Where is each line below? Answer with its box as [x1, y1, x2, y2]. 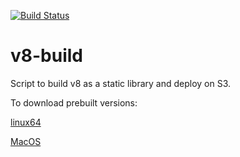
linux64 [10, 116, 42, 128]
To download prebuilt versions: [10, 96, 138, 109]
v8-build [10, 45, 84, 67]
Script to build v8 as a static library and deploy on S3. [10, 77, 232, 89]
